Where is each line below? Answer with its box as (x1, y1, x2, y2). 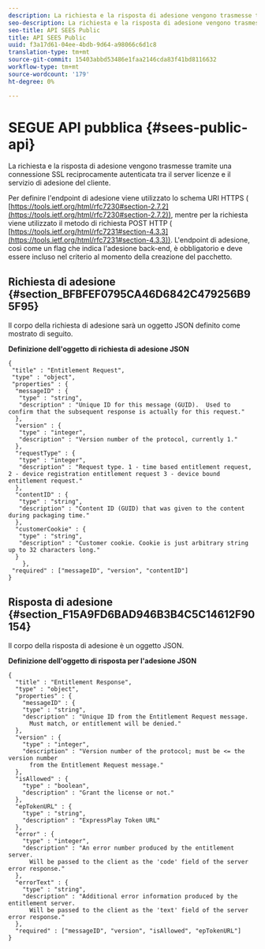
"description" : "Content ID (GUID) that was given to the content (18, 505, 245, 513)
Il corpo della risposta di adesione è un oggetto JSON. (8, 641, 185, 651)
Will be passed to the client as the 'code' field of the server (28, 858, 248, 866)
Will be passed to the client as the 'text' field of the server (28, 906, 248, 914)
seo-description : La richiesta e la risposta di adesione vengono (8, 19, 231, 27)
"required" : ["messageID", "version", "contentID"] (11, 567, 189, 575)
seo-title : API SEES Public (8, 26, 101, 34)
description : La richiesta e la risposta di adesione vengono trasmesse (8, 11, 252, 20)
